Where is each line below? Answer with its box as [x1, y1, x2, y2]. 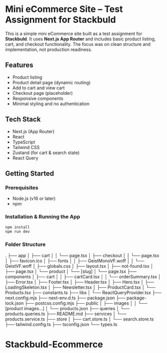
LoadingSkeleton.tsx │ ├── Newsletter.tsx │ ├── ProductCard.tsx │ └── [5, 284, 156, 290]
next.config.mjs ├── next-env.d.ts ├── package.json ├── [5, 295, 126, 301]
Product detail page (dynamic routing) [12, 79, 91, 85]
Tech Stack [5, 115, 41, 124]
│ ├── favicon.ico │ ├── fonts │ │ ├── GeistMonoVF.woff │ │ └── [5, 258, 145, 264]
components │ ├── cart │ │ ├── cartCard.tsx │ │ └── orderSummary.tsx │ [5, 273, 161, 280]
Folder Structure [5, 241, 46, 248]
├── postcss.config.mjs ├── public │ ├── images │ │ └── [24, 300, 148, 306]
